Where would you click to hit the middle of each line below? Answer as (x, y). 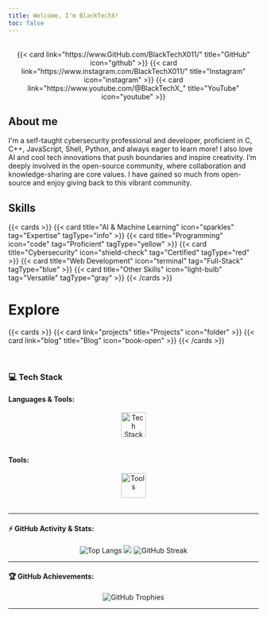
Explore (34, 310)
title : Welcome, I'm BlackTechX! (64, 16)
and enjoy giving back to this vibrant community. (112, 183)
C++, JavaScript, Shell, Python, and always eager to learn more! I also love (130, 149)
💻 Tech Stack (36, 377)
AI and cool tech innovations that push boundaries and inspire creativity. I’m (132, 158)
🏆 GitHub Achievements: (51, 576)
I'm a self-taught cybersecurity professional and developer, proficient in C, (130, 141)
